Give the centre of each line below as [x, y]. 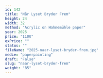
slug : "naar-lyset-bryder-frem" [38, 63]
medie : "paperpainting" [29, 55]
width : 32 [15, 23]
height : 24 [16, 18]
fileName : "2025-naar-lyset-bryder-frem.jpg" [52, 50]
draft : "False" [20, 59]
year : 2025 [16, 32]
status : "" [16, 46]
